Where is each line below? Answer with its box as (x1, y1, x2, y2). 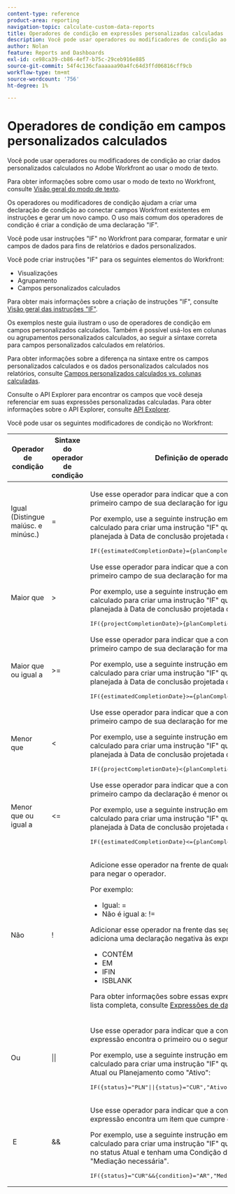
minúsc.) (10, 530, 40, 540)
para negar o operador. (90, 869, 166, 878)
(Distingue (10, 513, 45, 522)
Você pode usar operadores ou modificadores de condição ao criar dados (7, 156, 221, 165)
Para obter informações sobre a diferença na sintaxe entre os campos (7, 355, 209, 363)
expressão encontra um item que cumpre (90, 1114, 226, 1124)
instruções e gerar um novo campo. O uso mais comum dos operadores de (7, 213, 224, 222)
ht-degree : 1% (7, 82, 49, 89)
